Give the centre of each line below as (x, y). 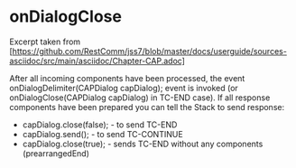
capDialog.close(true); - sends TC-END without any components (143, 144)
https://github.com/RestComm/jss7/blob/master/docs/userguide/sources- (149, 51)
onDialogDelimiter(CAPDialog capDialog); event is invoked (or (124, 88)
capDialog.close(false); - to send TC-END (100, 125)
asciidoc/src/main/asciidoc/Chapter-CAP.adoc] (97, 61)
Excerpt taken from (45, 42)
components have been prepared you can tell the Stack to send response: (147, 107)
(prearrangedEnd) (56, 153)
